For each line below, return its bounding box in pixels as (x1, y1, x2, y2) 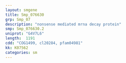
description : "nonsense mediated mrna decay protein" (5, 21, 122, 27)
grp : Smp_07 (5, 17, 30, 22)
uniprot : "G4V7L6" (5, 31, 44, 36)
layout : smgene (5, 7, 38, 13)
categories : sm (5, 50, 38, 55)
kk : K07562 (5, 45, 28, 50)
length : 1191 (5, 36, 36, 41)
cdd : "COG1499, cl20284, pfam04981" (5, 41, 83, 46)
